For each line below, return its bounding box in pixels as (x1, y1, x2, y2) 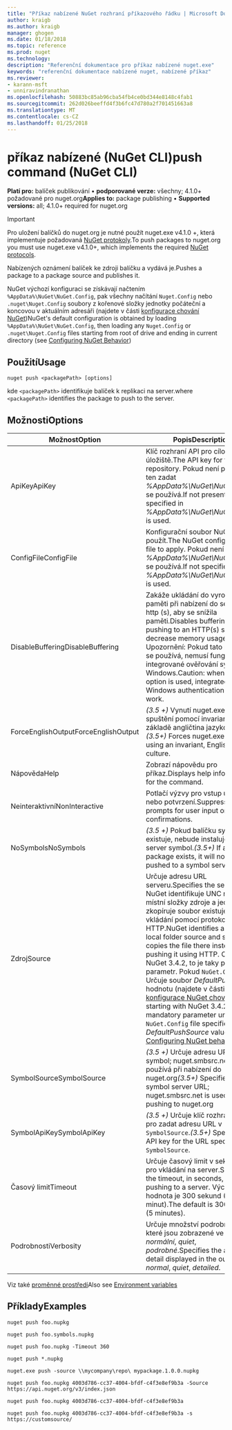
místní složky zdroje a (146, 897, 216, 907)
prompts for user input (146, 806, 219, 816)
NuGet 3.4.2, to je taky (146, 958, 220, 968)
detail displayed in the (146, 1254, 217, 1264)
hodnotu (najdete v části (146, 984, 225, 994)
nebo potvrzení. (146, 797, 197, 807)
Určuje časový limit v (146, 1156, 214, 1166)
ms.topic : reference (7, 42, 67, 49)
